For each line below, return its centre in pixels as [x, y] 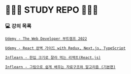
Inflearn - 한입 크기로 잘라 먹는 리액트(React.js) [53, 58]
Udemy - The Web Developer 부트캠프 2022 [46, 39]
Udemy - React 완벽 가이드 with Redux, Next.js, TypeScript [65, 48]
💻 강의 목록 [18, 26]
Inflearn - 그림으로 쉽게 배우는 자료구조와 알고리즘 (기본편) [60, 67]
